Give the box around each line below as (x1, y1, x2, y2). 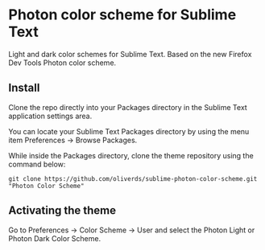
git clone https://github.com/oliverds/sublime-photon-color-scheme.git (8, 174, 258, 182)
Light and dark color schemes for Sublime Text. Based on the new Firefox (8, 49, 252, 59)
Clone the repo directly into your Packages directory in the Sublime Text (8, 102, 247, 112)
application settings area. (8, 111, 93, 121)
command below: (8, 159, 66, 169)
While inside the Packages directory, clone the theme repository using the (8, 150, 254, 160)
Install (8, 81, 40, 95)
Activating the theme (8, 203, 117, 218)
